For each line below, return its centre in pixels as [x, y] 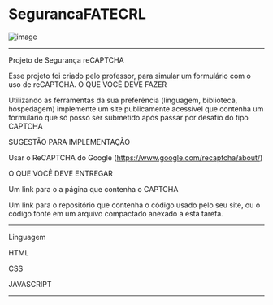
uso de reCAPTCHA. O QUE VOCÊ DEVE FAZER [88, 84]
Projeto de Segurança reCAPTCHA [66, 60]
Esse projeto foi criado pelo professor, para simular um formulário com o [130, 76]
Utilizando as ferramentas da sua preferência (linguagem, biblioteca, [123, 100]
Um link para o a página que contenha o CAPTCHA [93, 189]
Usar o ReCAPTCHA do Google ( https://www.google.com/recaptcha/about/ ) [136, 157]
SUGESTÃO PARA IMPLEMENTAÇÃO [69, 142]
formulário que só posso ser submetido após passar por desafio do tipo [129, 117]
